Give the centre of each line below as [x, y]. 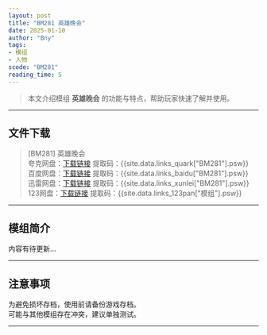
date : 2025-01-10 [37, 30]
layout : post [30, 15]
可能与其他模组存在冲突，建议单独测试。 [74, 314]
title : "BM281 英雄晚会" [47, 23]
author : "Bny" [32, 38]
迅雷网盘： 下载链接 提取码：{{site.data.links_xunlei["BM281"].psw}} [139, 183]
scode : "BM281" [33, 67]
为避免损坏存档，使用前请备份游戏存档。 [74, 304]
